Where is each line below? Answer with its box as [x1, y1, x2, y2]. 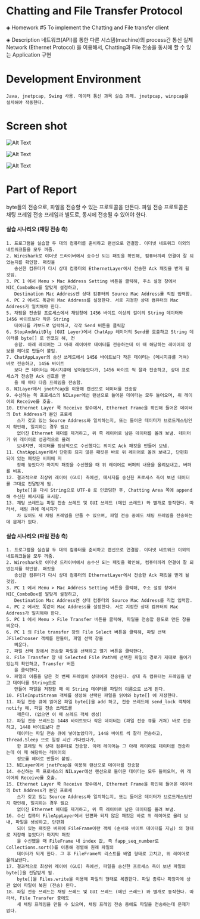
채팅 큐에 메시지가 [20, 506, 58, 512]
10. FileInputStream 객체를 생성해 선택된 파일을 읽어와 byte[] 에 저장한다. [6, 693, 179, 698]
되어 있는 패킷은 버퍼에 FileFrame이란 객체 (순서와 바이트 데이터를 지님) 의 [17, 825, 183, 832]
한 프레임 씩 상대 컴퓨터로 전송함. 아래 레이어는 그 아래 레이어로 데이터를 [17, 743, 176, 749]
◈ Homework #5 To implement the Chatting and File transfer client [6, 24, 169, 31]
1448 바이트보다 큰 [20, 724, 61, 731]
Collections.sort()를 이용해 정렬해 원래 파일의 [6, 845, 114, 850]
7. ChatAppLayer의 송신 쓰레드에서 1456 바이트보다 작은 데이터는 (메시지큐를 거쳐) [6, 354, 190, 360]
